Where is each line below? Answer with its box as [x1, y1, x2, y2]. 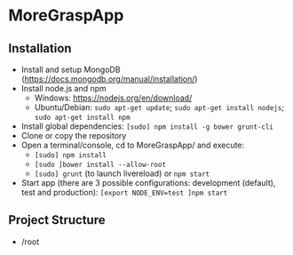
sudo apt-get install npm [34, 113, 131, 122]
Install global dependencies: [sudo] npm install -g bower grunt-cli [20, 121, 274, 131]
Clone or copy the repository [20, 131, 127, 140]
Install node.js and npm [20, 84, 107, 93]
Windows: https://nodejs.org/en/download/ [34, 92, 193, 103]
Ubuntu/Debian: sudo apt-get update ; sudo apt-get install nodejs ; [34, 102, 285, 112]
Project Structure [8, 212, 106, 227]
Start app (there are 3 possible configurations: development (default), [20, 178, 276, 187]
